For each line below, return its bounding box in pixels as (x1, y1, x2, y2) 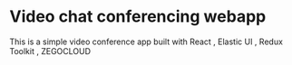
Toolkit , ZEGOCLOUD (9, 45, 92, 56)
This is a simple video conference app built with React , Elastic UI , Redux (9, 36, 284, 47)
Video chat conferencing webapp (9, 6, 267, 27)
